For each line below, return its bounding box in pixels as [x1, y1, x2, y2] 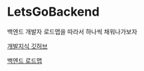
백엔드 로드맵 [7, 56, 43, 65]
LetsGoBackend [7, 4, 100, 20]
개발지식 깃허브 [7, 42, 48, 50]
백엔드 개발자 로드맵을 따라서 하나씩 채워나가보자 [7, 27, 138, 35]
